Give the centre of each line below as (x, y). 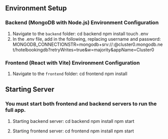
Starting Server (30, 89)
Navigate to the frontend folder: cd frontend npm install (70, 74)
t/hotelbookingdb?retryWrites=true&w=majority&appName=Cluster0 (83, 49)
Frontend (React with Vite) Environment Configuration (72, 62)
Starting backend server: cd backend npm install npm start (73, 121)
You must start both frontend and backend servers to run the (81, 104)
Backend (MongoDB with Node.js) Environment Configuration (82, 23)
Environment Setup (36, 8)
